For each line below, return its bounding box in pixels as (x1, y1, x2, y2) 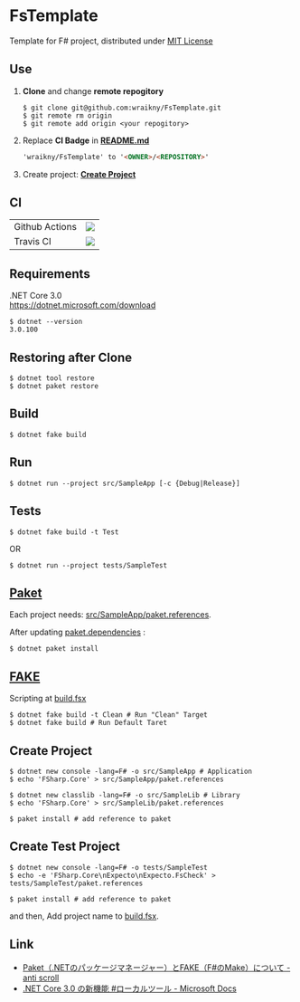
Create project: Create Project (22, 168, 136, 179)
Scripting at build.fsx (9, 693, 87, 704)
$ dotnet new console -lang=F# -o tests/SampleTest (9, 863, 208, 872)
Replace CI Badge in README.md (22, 135, 150, 146)
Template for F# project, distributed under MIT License (9, 35, 214, 46)
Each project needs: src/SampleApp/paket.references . (9, 609, 212, 620)
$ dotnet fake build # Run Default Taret (9, 719, 168, 728)
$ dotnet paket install (9, 644, 99, 654)
